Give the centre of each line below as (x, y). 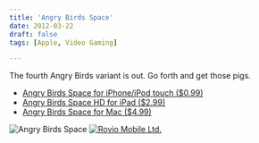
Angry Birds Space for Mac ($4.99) (87, 112)
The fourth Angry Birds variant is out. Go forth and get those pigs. (130, 76)
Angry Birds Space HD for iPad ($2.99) (94, 103)
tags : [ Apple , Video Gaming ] (63, 42)
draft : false (33, 34)
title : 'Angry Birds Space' (62, 17)
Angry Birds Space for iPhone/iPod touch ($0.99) (113, 93)
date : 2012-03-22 (42, 26)
